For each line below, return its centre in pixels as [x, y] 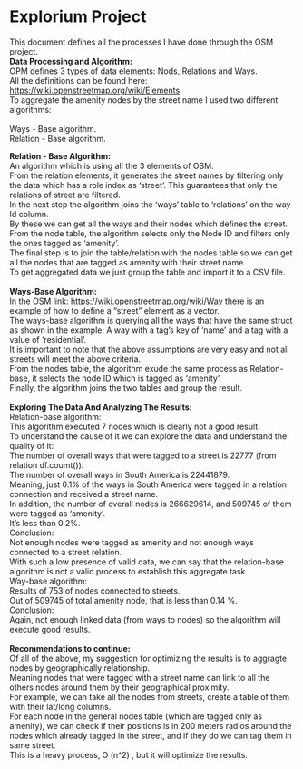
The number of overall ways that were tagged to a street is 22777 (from [143, 455]
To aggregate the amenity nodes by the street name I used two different [144, 100]
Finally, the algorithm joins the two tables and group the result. [126, 387]
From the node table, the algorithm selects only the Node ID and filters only [150, 233]
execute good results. [50, 629]
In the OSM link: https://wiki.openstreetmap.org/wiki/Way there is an [137, 301]
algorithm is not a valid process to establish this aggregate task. [128, 571]
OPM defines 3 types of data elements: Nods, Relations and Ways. [134, 71]
